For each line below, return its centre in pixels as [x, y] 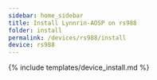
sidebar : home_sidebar [46, 15]
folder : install [35, 30]
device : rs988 [32, 45]
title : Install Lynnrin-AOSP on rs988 [73, 23]
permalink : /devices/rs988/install [67, 38]
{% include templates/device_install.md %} [79, 67]
